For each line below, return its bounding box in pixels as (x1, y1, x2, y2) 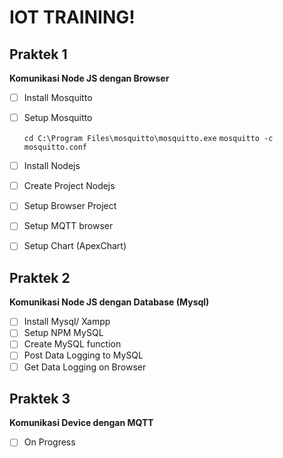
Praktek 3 (9, 390, 71, 407)
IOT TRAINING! (9, 6, 136, 29)
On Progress (23, 436, 76, 448)
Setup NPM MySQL (23, 327, 104, 339)
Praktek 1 (9, 46, 68, 63)
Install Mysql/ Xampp (23, 316, 111, 328)
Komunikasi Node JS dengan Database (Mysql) (9, 296, 210, 308)
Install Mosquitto (23, 92, 93, 103)
